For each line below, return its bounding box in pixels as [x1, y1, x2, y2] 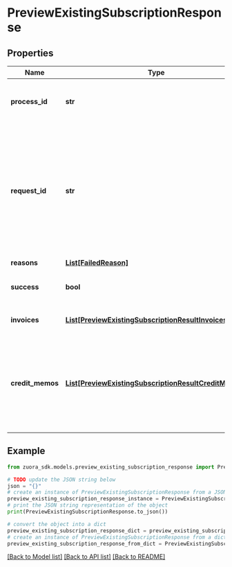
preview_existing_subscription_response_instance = [7, 496, 159, 503]
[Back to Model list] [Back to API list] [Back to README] [7, 552, 166, 561]
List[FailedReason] [65, 258, 129, 268]
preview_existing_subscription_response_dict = [7, 527, 147, 534]
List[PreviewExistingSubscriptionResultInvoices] [65, 315, 230, 324]
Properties [7, 47, 54, 59]
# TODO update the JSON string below [7, 476, 116, 483]
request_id [10, 186, 47, 195]
